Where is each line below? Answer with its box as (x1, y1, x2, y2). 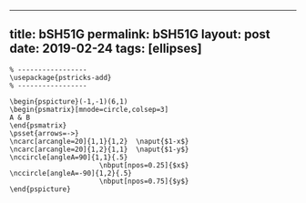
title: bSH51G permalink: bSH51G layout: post (9, 26, 270, 42)
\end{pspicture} (9, 184, 71, 194)
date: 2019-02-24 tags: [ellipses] (9, 41, 202, 56)
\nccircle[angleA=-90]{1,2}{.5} (9, 168, 132, 178)
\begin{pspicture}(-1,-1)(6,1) (9, 96, 128, 106)
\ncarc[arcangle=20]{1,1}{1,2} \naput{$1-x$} (9, 137, 189, 146)
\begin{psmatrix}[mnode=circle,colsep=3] (9, 105, 169, 114)
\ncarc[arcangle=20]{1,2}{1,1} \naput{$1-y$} (9, 145, 189, 154)
